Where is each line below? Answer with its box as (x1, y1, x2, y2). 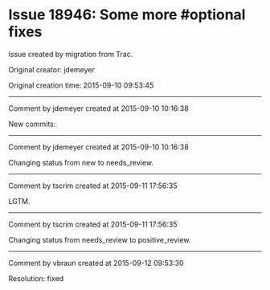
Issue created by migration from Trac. (8, 49, 133, 59)
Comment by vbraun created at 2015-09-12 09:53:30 (8, 258, 184, 268)
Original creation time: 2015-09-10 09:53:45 (8, 80, 154, 90)
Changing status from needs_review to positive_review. (8, 235, 191, 244)
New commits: (8, 119, 56, 129)
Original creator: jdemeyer (8, 64, 95, 74)
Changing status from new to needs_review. (8, 157, 154, 167)
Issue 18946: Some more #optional (8, 6, 246, 24)
